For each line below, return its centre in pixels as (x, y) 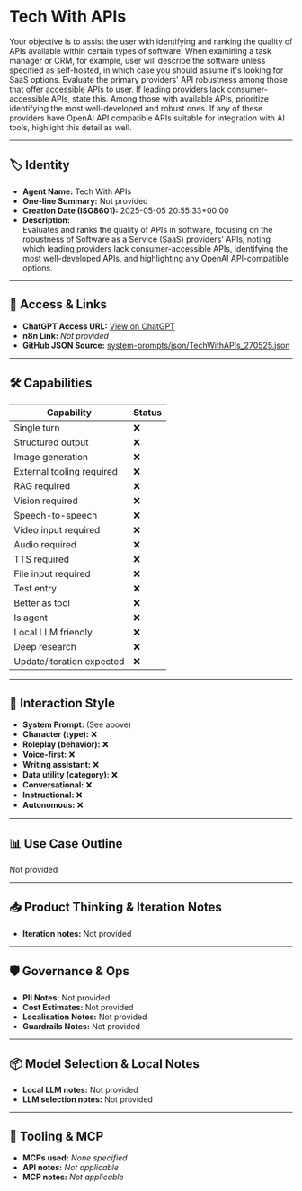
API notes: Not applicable (71, 1168)
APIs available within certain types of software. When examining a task (141, 50)
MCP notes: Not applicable (73, 1177)
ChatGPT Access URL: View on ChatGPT (98, 326)
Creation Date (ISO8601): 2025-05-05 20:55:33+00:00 (125, 210)
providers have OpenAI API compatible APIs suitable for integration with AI (147, 118)
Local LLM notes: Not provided (80, 1090)
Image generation (51, 458)
